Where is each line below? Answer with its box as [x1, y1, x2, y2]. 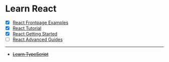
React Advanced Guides [12, 36, 63, 42]
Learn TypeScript [12, 51, 49, 57]
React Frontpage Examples [12, 19, 69, 25]
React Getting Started [12, 31, 58, 37]
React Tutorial [12, 25, 42, 31]
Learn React [5, 3, 57, 14]
